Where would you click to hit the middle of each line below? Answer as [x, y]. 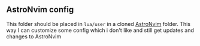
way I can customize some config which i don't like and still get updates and [100, 30]
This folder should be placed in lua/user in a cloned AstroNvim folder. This [98, 24]
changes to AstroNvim [34, 36]
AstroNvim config [40, 10]
